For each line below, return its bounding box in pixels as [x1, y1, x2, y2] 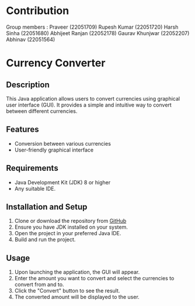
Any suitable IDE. [14, 185, 56, 192]
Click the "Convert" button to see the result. [14, 287, 120, 294]
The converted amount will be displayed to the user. [14, 294, 140, 301]
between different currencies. [6, 107, 78, 115]
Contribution [6, 4, 69, 18]
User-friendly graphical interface [14, 146, 94, 153]
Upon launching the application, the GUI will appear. [14, 269, 140, 276]
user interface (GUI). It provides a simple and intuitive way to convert [6, 101, 172, 108]
